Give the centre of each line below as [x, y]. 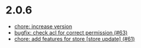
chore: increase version [43, 26]
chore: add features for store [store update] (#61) [74, 39]
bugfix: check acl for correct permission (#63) [71, 32]
